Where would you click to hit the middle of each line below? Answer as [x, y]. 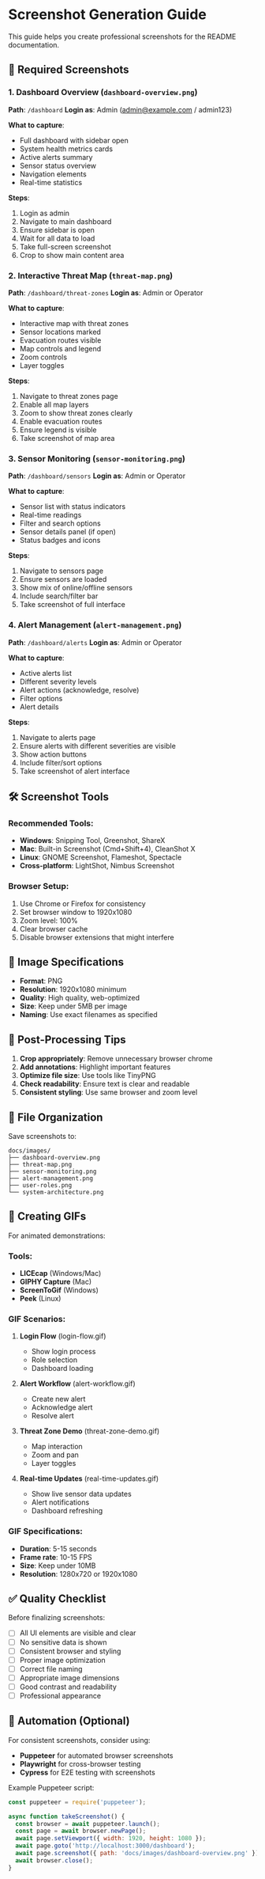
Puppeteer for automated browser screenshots [96, 1756]
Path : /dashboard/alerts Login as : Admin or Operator [95, 642]
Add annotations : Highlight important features [95, 1067]
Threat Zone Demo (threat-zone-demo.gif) [90, 1431]
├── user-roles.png [40, 1185]
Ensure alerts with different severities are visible [97, 746]
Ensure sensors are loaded [63, 579]
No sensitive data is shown [63, 1642]
